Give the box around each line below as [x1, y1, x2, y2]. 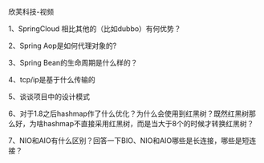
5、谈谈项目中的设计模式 [8, 92, 91, 101]
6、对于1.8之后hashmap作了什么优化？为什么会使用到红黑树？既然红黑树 [8, 109, 250, 118]
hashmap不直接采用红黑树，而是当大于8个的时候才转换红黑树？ [43, 119, 254, 128]
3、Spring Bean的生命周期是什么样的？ [8, 58, 138, 67]
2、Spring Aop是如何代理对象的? [8, 41, 117, 50]
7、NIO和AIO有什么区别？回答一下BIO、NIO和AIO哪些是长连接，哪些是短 [8, 136, 250, 145]
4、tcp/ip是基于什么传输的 [8, 75, 96, 84]
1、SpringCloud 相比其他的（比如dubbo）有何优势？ [8, 24, 182, 34]
